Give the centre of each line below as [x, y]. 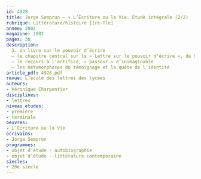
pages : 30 [19, 39]
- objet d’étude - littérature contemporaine [64, 156]
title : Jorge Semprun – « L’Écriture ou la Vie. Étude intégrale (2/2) [97, 17]
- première [20, 112]
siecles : [17, 162]
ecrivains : [20, 134]
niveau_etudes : [25, 106]
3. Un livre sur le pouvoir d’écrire [59, 51]
